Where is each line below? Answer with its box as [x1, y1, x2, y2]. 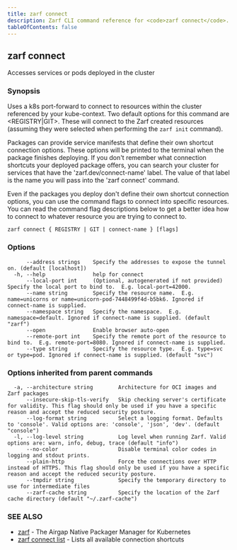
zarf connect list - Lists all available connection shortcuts [17, 535, 185, 544]
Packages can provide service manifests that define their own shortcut [7, 139, 214, 147]
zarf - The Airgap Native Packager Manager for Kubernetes [17, 528, 191, 537]
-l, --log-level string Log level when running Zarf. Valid [13, 433, 226, 441]
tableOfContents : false [7, 23, 78, 30]
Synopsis [7, 86, 40, 96]
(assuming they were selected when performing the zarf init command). [7, 125, 224, 133]
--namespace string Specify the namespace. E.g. [25, 308, 182, 315]
